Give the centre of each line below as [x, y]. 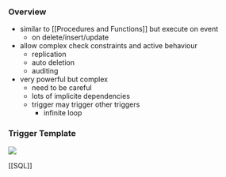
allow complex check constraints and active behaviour [109, 46]
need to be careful [62, 88]
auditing [45, 71]
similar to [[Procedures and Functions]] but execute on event [119, 29]
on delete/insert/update [70, 37]
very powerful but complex [64, 79]
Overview [27, 12]
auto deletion [53, 62]
